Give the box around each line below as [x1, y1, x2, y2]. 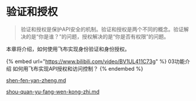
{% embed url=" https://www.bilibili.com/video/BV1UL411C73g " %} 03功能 [6, 58, 185, 65]
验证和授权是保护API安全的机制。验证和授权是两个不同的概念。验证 [20, 26, 184, 33]
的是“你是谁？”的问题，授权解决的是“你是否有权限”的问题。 [25, 33, 170, 40]
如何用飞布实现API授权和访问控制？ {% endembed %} [12, 65, 144, 72]
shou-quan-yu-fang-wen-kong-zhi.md [6, 88, 100, 95]
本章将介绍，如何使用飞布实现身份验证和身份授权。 [6, 45, 130, 53]
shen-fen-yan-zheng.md [6, 76, 67, 83]
